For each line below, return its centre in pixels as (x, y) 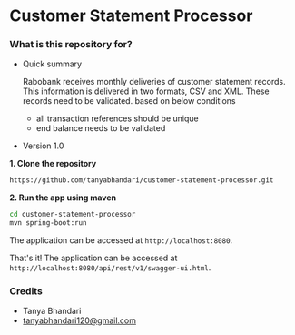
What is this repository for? (71, 45)
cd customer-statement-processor (73, 215)
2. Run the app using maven (63, 198)
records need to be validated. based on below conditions (129, 101)
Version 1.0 (43, 146)
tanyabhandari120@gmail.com (79, 320)
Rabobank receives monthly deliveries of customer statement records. (154, 82)
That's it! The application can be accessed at (93, 258)
